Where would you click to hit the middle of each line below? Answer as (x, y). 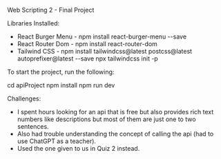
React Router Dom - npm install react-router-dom (87, 44)
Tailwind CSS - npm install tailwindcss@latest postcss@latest (104, 51)
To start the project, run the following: (61, 72)
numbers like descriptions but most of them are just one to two (106, 119)
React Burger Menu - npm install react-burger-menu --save (102, 36)
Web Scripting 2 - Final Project (51, 10)
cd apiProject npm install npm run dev (61, 85)
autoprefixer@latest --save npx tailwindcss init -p (88, 59)
